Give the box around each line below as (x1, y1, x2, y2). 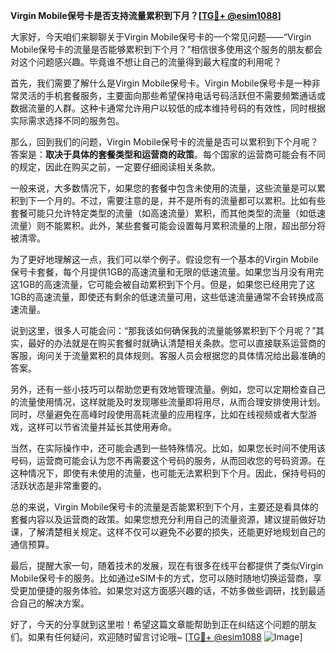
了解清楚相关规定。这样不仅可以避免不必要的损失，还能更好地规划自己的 (27, 526, 326, 538)
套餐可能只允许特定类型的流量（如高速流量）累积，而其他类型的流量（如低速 (10, 207, 326, 219)
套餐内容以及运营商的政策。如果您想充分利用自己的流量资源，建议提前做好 (10, 514, 317, 525)
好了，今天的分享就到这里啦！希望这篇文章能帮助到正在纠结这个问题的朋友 (10, 619, 317, 630)
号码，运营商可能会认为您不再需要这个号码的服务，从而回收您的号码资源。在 (10, 455, 326, 466)
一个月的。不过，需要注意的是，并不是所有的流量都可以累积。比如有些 (36, 195, 326, 206)
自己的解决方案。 (18, 597, 90, 609)
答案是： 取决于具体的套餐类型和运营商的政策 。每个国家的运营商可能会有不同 (10, 149, 326, 160)
